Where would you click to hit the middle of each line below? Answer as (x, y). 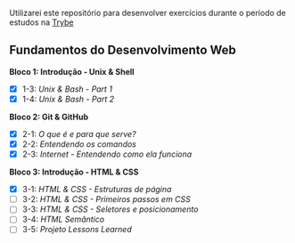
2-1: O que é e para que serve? (79, 134)
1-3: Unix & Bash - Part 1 (67, 89)
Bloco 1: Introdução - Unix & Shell (72, 71)
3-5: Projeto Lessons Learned (77, 230)
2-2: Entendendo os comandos (79, 144)
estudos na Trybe (41, 22)
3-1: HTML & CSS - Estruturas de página (97, 190)
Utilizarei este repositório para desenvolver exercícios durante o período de (148, 13)
